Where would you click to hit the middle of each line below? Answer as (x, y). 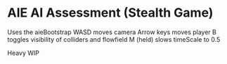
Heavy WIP (24, 53)
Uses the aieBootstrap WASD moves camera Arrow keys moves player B (112, 32)
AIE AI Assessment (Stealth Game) (110, 13)
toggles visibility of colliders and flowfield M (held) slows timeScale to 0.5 (114, 39)
